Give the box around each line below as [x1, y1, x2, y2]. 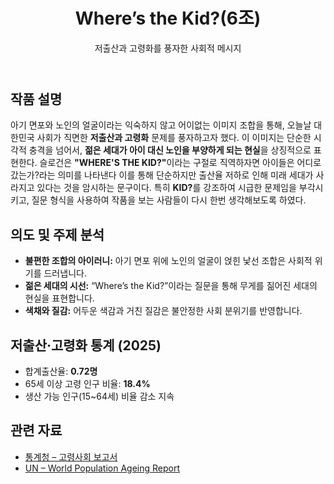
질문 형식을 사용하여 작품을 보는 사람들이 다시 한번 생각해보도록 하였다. [31, 194, 307, 206]
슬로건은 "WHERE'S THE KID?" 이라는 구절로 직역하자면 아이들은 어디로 [39, 157, 322, 169]
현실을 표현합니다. [24, 292, 95, 304]
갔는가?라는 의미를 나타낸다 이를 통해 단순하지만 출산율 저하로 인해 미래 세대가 [10, 169, 314, 181]
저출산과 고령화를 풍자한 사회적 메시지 [94, 42, 242, 54]
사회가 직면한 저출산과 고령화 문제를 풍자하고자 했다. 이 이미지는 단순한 [36, 132, 312, 144]
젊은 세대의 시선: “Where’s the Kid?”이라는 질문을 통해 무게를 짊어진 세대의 [24, 280, 318, 292]
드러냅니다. [43, 267, 87, 279]
